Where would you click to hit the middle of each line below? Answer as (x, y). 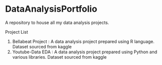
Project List (17, 32)
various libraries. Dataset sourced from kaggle (60, 57)
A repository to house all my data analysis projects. (57, 22)
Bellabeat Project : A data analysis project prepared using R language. (83, 41)
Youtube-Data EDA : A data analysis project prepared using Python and (85, 52)
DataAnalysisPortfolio (51, 9)
